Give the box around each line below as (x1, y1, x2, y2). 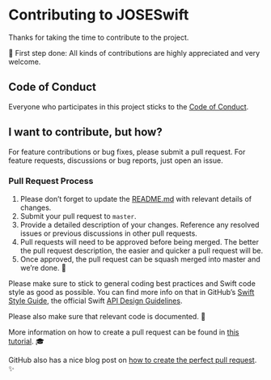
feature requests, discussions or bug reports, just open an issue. (8, 156, 224, 165)
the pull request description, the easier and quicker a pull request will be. (19, 246, 264, 255)
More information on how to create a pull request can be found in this (8, 327, 239, 337)
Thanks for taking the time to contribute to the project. (8, 32, 189, 42)
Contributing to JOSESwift (8, 6, 189, 24)
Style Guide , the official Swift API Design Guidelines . (8, 296, 183, 305)
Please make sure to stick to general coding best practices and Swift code (8, 278, 256, 288)
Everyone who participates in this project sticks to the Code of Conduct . (8, 101, 249, 111)
